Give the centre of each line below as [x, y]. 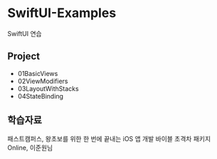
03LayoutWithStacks [48, 88]
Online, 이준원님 [30, 148]
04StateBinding [41, 96]
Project [24, 56]
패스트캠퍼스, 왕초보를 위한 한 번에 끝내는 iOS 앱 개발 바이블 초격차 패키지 [109, 138]
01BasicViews [38, 73]
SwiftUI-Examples [62, 13]
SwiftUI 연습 [25, 33]
